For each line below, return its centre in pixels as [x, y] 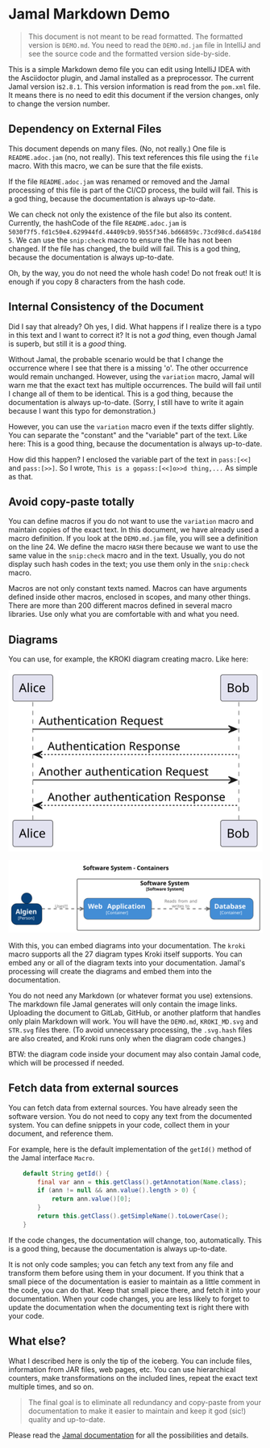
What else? [37, 1342]
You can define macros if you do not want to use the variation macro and [131, 521]
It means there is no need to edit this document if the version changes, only [134, 95]
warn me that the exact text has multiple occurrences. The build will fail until [135, 385]
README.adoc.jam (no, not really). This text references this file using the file [134, 157]
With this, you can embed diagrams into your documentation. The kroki [127, 945]
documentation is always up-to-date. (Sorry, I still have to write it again [126, 402]
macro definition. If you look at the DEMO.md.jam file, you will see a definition [133, 538]
